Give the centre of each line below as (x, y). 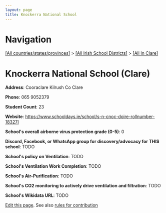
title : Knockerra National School (41, 15)
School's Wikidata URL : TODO (37, 195)
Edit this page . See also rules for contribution (52, 205)
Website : (15, 117)
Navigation (28, 39)
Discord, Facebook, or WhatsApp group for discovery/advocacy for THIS (82, 142)
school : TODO (20, 147)
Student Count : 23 (24, 107)
